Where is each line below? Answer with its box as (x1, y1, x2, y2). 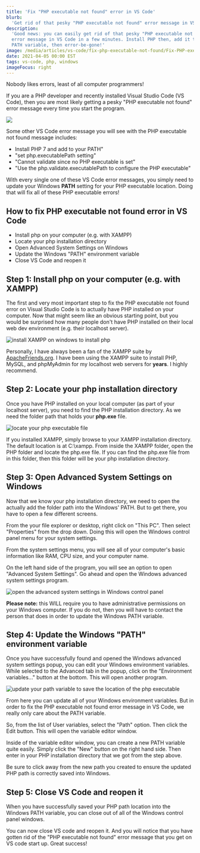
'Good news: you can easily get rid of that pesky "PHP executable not (11, 31, 193, 37)
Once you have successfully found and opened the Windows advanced (6, 655, 182, 662)
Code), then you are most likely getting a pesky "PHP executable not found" (6, 99, 192, 106)
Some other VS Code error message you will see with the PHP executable (6, 128, 187, 135)
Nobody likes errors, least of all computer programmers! (6, 81, 144, 88)
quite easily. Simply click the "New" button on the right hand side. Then (6, 745, 182, 753)
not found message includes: (6, 134, 77, 141)
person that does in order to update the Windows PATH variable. (6, 612, 164, 619)
